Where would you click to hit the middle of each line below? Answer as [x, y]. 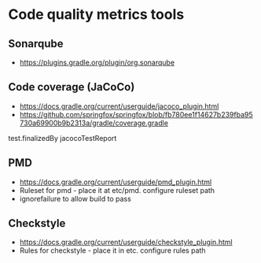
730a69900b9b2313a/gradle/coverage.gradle [94, 123]
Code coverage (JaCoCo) [72, 87]
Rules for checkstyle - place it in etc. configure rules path [112, 250]
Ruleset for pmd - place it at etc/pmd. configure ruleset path [117, 190]
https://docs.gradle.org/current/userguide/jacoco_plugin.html [119, 106]
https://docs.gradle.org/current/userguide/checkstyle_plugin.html [126, 243]
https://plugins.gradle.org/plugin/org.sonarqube [97, 62]
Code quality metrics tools [96, 15]
